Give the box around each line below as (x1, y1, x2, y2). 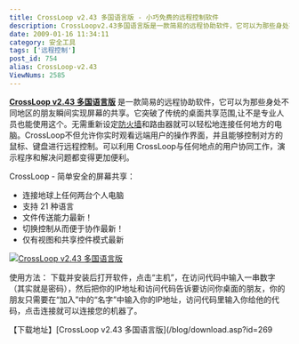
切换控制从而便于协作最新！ (21, 223, 125, 234)
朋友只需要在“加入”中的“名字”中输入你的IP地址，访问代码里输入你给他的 (9, 294, 272, 305)
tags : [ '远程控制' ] (9, 46, 77, 55)
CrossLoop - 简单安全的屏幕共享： (9, 171, 136, 181)
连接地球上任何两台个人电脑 (21, 189, 125, 200)
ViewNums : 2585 (9, 71, 66, 80)
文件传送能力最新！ (21, 212, 93, 222)
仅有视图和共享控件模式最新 (21, 234, 125, 244)
